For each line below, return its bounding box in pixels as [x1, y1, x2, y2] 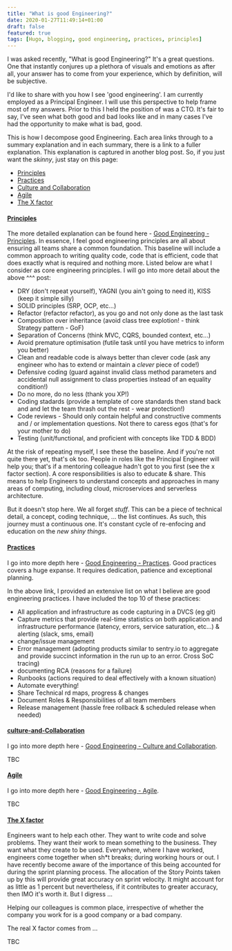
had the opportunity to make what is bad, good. [7, 120, 143, 128]
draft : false [7, 23, 45, 30]
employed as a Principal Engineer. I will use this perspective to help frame [7, 98, 217, 106]
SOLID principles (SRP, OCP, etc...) [17, 302, 117, 310]
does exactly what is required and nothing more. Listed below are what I [7, 259, 213, 267]
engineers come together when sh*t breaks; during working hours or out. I [7, 853, 220, 862]
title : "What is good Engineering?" [7, 10, 113, 17]
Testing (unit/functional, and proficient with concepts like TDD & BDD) [17, 434, 216, 443]
